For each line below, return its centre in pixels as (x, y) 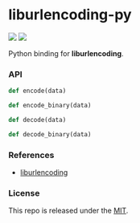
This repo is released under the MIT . (68, 211)
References (31, 155)
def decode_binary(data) (50, 134)
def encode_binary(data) (50, 106)
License (24, 193)
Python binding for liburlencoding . (66, 53)
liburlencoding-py (70, 15)
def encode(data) (37, 91)
